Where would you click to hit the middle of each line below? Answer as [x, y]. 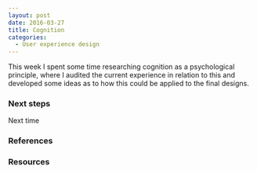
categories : [27, 37]
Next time [24, 121]
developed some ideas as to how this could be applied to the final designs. [128, 84]
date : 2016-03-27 [36, 23]
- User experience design [58, 45]
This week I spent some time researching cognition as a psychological [121, 67]
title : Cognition [36, 30]
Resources [29, 162]
